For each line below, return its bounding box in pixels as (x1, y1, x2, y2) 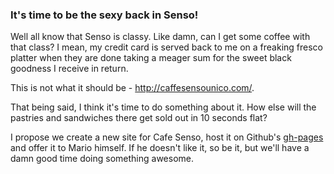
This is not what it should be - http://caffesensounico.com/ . (10, 82, 255, 94)
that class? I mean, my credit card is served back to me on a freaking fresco (10, 41, 323, 53)
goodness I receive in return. (10, 63, 129, 75)
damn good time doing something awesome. (10, 153, 195, 165)
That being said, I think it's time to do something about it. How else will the (10, 101, 317, 113)
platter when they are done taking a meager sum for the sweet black (10, 52, 292, 64)
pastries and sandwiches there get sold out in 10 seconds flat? (10, 112, 268, 124)
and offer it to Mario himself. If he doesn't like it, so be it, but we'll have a (10, 142, 310, 154)
